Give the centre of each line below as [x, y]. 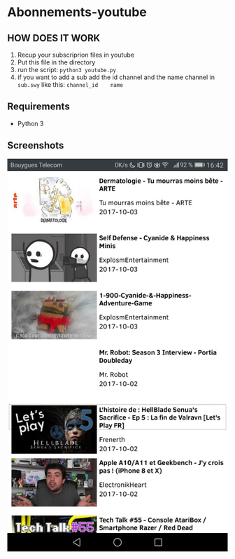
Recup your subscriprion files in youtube [76, 55]
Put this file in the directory [56, 62]
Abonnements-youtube [77, 12]
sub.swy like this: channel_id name [70, 84]
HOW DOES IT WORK [54, 38]
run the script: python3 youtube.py [67, 70]
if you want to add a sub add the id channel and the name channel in [116, 77]
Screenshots [36, 145]
